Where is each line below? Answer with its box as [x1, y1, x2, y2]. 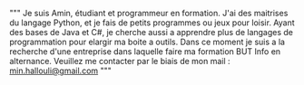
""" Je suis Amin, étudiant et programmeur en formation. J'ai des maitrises [9, 8, 289, 18]
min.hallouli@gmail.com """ [9, 65, 112, 76]
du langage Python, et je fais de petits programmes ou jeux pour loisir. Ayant [9, 17, 295, 28]
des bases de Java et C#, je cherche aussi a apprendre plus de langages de [9, 27, 293, 37]
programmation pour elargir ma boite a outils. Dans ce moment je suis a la [9, 36, 286, 47]
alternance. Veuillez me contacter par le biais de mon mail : [9, 56, 230, 66]
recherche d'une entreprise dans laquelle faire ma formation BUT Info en [9, 46, 281, 57]
